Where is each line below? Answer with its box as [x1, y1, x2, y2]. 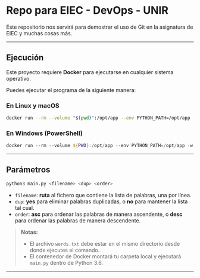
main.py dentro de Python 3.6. [29, 259, 104, 266]
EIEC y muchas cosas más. [6, 29, 73, 36]
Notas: [20, 228, 38, 236]
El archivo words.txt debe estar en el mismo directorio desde [29, 240, 180, 247]
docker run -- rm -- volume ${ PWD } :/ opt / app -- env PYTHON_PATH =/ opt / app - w [6, 143, 193, 149]
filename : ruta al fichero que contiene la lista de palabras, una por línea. [14, 191, 192, 198]
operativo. [6, 75, 32, 82]
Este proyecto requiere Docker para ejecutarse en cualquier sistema [6, 68, 174, 75]
